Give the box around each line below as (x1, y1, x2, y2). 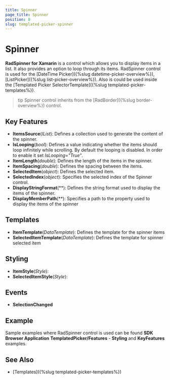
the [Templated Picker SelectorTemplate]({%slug (5, 82, 107, 88)
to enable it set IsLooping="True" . (12, 152, 83, 158)
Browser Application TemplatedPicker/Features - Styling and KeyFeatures (5, 335, 165, 341)
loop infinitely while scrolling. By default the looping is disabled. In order (12, 147, 163, 153)
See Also (5, 355, 34, 364)
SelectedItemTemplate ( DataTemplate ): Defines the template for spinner (12, 234, 163, 240)
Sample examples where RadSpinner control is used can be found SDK (5, 330, 153, 336)
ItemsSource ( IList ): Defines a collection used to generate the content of (12, 131, 163, 137)
